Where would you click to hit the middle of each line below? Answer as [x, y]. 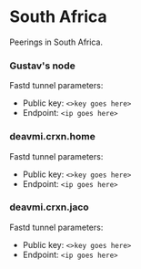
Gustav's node [42, 66]
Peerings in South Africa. [56, 42]
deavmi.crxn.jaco [49, 207]
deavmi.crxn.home [52, 137]
